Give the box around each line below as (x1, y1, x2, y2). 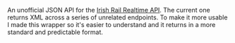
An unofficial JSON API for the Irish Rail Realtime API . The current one (7, 6, 210, 14)
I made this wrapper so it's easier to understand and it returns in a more (7, 21, 216, 28)
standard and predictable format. (7, 28, 104, 36)
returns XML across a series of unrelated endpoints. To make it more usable (7, 13, 228, 21)
